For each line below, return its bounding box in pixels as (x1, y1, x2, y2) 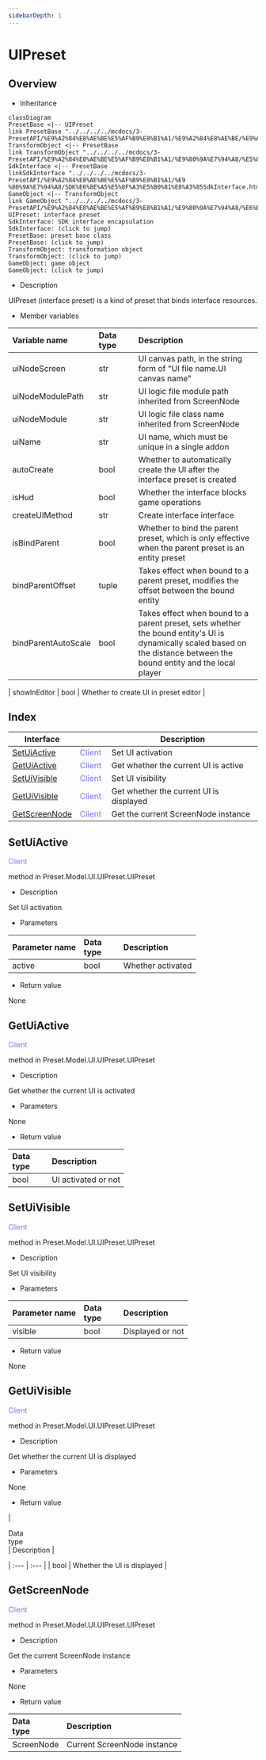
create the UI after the (138, 464, 220, 475)
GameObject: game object (8, 259, 90, 267)
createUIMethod (12, 509, 73, 520)
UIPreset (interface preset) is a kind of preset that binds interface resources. (8, 295, 257, 305)
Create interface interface (138, 509, 235, 520)
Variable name (12, 335, 69, 346)
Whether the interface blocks (138, 487, 247, 498)
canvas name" (138, 373, 192, 384)
